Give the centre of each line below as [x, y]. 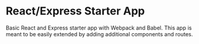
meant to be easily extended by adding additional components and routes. [99, 34]
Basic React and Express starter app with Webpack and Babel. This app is [99, 28]
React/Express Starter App [75, 11]
